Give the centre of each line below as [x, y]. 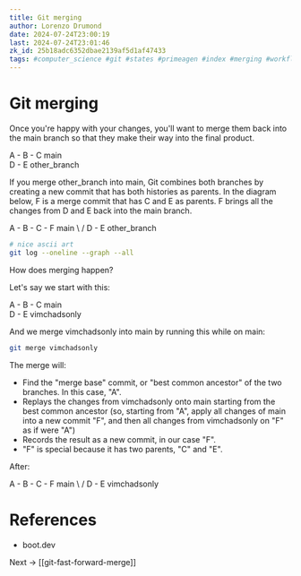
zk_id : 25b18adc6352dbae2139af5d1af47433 [88, 51]
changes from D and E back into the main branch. [101, 211]
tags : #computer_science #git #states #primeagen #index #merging [136, 59]
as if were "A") [49, 430]
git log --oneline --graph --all [72, 253]
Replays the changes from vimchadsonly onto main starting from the [149, 401]
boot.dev [39, 545]
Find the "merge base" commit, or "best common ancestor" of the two [152, 383]
